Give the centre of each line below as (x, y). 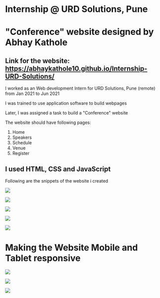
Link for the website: (38, 61)
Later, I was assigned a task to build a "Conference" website (67, 113)
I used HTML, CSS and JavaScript (58, 169)
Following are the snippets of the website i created (57, 181)
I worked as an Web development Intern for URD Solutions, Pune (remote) (80, 89)
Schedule (22, 143)
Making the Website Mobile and (72, 248)
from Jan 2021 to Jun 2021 (32, 94)
